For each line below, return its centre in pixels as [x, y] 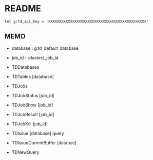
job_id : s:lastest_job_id [35, 58]
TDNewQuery [25, 152]
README [23, 9]
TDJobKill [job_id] [30, 124]
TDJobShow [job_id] [32, 105]
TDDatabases [25, 67]
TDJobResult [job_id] [33, 114]
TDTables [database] [33, 77]
